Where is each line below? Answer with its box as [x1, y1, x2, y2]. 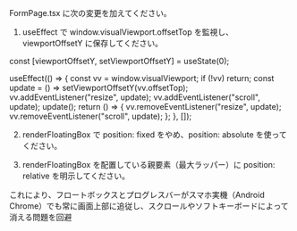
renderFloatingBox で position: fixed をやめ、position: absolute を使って [21, 129, 288, 140]
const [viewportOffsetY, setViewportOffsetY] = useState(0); [9, 56, 230, 66]
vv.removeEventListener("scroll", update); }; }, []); [9, 111, 192, 121]
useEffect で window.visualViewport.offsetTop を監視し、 [21, 27, 234, 37]
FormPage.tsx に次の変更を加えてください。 [9, 8, 172, 18]
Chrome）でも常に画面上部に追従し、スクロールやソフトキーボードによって [9, 201, 289, 211]
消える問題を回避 [9, 212, 72, 222]
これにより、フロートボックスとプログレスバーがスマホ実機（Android [9, 190, 266, 200]
